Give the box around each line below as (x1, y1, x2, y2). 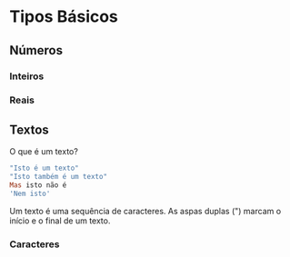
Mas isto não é (9, 180, 67, 190)
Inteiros (9, 70, 45, 83)
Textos (9, 122, 50, 137)
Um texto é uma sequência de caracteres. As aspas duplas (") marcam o (9, 205, 282, 216)
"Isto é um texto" (9, 163, 79, 173)
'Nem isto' (9, 189, 51, 198)
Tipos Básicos (9, 6, 118, 27)
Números (9, 43, 64, 58)
